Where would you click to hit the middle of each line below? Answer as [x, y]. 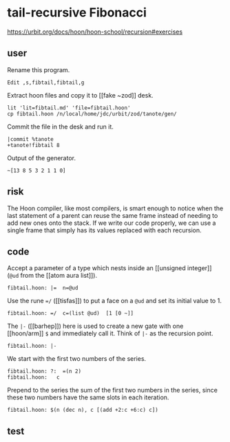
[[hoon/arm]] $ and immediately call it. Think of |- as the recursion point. [110, 333]
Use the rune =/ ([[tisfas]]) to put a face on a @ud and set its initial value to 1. [114, 301]
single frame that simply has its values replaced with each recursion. [104, 230]
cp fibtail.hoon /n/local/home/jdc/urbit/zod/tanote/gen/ [92, 114]
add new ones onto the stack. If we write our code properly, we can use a [112, 223]
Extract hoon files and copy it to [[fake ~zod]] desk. [80, 95]
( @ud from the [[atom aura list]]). [52, 276]
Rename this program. [39, 69]
